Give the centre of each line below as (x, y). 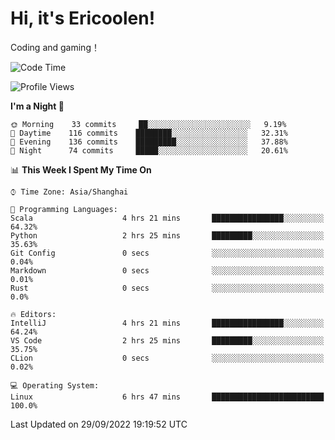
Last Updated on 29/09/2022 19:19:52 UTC (99, 424)
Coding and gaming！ (55, 47)
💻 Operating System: (55, 385)
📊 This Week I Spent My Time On (81, 169)
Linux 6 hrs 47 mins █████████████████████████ (167, 397)
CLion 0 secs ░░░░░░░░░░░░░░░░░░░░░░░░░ (167, 358)
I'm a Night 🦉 (37, 106)
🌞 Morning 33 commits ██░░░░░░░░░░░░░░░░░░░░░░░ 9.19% (148, 124)
